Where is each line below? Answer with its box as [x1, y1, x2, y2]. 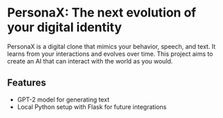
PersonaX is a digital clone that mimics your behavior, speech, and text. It [7, 42, 216, 50]
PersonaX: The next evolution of [7, 5, 197, 21]
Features [7, 77, 46, 89]
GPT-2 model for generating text [17, 95, 110, 104]
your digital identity [7, 19, 122, 35]
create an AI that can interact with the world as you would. [7, 57, 173, 65]
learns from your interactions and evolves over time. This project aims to [7, 50, 213, 58]
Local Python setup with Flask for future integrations [17, 102, 167, 111]
